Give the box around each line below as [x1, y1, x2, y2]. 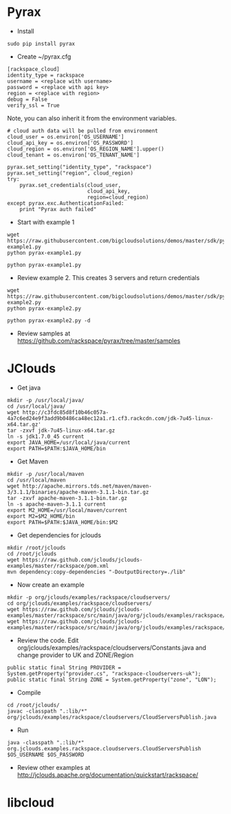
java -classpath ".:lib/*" [7, 739, 85, 746]
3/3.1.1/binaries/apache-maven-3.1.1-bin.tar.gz [7, 488, 149, 495]
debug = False [7, 96, 48, 103]
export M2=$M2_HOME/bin [7, 513, 76, 519]
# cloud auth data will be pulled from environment [7, 127, 158, 135]
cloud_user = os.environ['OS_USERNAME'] [7, 133, 125, 140]
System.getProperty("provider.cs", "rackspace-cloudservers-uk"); [7, 670, 201, 677]
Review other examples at [16, 763, 91, 771]
